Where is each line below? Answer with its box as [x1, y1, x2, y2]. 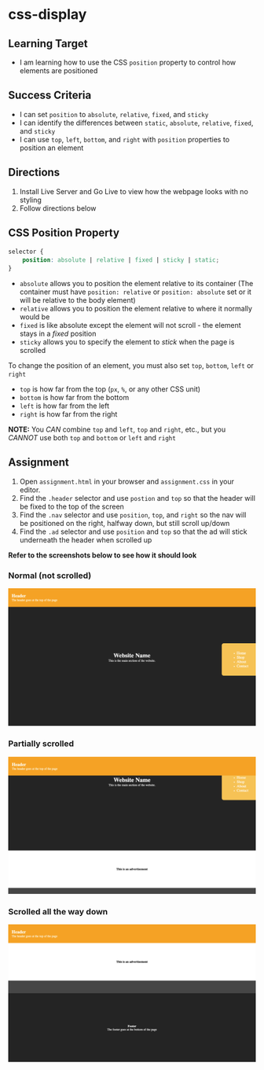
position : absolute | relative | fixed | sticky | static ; [22, 256, 220, 264]
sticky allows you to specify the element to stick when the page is [19, 337, 235, 347]
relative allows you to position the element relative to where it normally [19, 304, 253, 314]
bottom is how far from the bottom [19, 393, 130, 403]
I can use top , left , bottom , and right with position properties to [19, 134, 230, 144]
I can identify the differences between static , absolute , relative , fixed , [19, 118, 254, 127]
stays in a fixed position [19, 329, 97, 339]
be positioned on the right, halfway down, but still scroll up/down [19, 518, 230, 528]
